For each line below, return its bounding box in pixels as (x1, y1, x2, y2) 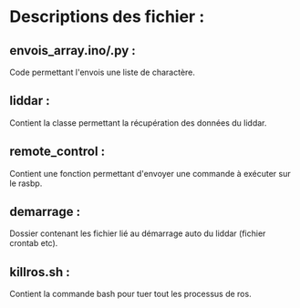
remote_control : (9, 144, 106, 159)
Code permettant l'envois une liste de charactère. (9, 67, 196, 77)
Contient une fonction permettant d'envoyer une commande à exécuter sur (9, 168, 292, 179)
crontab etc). (9, 238, 58, 249)
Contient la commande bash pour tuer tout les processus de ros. (9, 289, 253, 300)
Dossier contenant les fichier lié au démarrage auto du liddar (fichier (9, 228, 266, 239)
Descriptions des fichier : (9, 6, 205, 27)
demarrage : (9, 204, 81, 220)
